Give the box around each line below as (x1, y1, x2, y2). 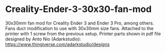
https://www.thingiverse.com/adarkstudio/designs (5, 41, 110, 47)
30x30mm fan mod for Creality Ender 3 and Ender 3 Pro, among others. (5, 20, 154, 26)
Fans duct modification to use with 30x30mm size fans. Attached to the (5, 25, 154, 31)
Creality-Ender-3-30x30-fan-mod (5, 3, 152, 15)
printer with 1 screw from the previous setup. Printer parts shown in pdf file (5, 30, 161, 36)
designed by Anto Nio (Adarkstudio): (5, 36, 82, 42)
